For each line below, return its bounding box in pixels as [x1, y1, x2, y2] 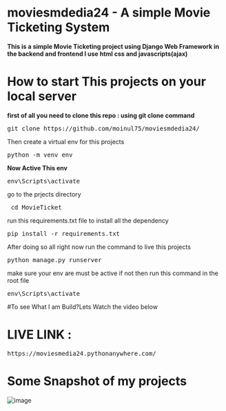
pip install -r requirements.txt [7, 230, 121, 237]
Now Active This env [7, 163, 68, 172]
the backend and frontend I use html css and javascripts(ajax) [7, 50, 188, 58]
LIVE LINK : [7, 327, 72, 343]
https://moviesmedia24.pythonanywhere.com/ [7, 350, 156, 357]
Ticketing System [7, 19, 110, 35]
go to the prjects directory [7, 190, 81, 198]
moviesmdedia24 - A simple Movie [7, 5, 211, 21]
